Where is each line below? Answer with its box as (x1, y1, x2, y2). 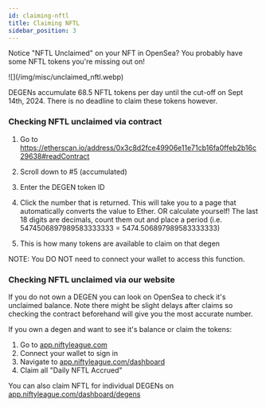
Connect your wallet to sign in (19, 348, 118, 358)
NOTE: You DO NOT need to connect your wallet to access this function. (8, 254, 245, 263)
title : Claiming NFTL (8, 19, 80, 27)
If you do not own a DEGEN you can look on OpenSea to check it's (8, 292, 226, 302)
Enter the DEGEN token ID (19, 182, 105, 192)
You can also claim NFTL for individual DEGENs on (8, 381, 174, 390)
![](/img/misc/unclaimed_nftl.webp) (8, 73, 124, 82)
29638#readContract (19, 151, 90, 160)
